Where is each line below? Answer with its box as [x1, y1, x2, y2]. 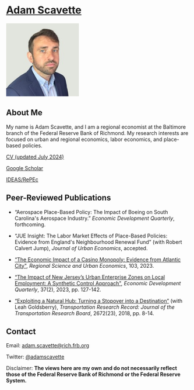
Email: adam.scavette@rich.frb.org [6, 342, 89, 349]
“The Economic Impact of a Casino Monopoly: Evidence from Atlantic [14, 256, 181, 263]
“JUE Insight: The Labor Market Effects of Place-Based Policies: [14, 232, 168, 239]
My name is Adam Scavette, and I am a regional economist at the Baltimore [6, 123, 186, 130]
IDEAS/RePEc [6, 176, 39, 183]
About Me [6, 108, 43, 118]
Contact [6, 326, 36, 336]
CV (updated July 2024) [6, 153, 64, 160]
